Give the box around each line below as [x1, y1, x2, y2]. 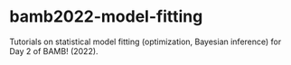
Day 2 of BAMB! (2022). [9, 45, 99, 56]
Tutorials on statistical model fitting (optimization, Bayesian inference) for [9, 36, 282, 47]
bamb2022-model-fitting [9, 6, 203, 27]
